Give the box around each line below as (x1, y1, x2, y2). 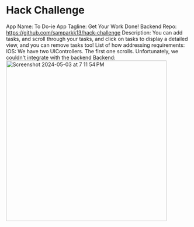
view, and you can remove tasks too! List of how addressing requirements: (6, 42, 185, 49)
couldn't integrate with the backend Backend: (6, 54, 116, 61)
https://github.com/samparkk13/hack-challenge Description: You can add (6, 29, 183, 36)
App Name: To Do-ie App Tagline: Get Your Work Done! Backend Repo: (6, 23, 177, 30)
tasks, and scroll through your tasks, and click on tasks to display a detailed (6, 35, 188, 42)
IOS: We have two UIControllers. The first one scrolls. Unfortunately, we (6, 47, 179, 54)
